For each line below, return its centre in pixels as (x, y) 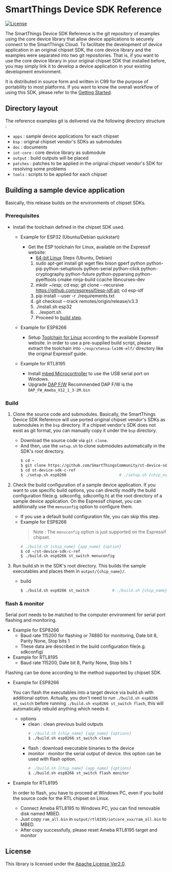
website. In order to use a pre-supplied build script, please (90, 343)
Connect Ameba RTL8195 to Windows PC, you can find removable (90, 808)
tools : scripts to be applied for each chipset (60, 174)
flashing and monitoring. (31, 620)
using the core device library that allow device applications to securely (80, 39)
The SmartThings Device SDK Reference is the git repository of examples (83, 33)
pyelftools (46, 279)
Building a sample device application (65, 190)
